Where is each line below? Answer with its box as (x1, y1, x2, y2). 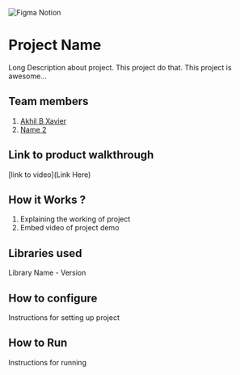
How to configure (8, 291, 98, 305)
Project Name (8, 36, 102, 54)
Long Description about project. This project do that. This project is (8, 62, 232, 72)
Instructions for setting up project (8, 313, 120, 322)
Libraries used (8, 246, 82, 260)
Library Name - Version (8, 268, 86, 278)
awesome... (8, 71, 47, 81)
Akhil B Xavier (19, 116, 67, 125)
